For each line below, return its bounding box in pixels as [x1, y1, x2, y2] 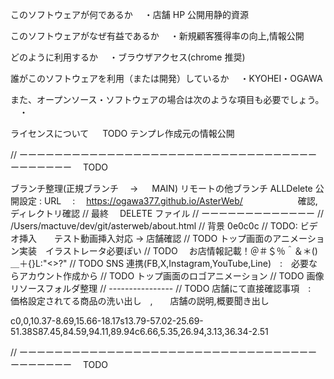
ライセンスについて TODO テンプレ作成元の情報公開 [10, 128, 235, 139]
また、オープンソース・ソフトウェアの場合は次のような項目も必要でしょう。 [10, 94, 325, 105]
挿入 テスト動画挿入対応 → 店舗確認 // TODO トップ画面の [18, 233, 273, 244]
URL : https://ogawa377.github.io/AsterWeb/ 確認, [43, 195, 318, 207]
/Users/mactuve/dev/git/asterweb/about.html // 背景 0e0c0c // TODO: [10, 220, 298, 232]
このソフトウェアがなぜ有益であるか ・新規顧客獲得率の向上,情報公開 [10, 30, 305, 42]
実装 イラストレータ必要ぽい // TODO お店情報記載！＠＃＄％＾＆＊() [18, 245, 318, 257]
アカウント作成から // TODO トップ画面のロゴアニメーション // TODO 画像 [18, 270, 325, 282]
